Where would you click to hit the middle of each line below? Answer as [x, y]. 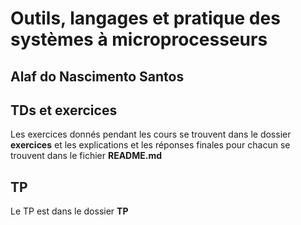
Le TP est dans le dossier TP [69, 211]
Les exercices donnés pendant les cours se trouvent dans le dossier [151, 134]
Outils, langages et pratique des [145, 18]
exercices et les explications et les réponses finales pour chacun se [150, 145]
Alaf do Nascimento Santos [97, 76]
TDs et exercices [64, 110]
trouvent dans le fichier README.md [86, 156]
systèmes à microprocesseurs [139, 39]
